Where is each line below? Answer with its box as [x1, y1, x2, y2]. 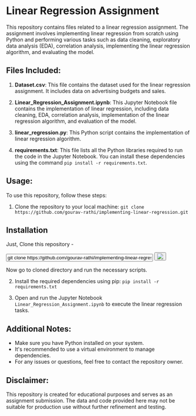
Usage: [6, 176, 33, 186]
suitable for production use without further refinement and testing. [6, 404, 167, 410]
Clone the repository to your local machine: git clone [14, 203, 145, 210]
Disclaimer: [6, 375, 49, 385]
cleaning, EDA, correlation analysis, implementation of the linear [14, 111, 170, 118]
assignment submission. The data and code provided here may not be [6, 397, 175, 404]
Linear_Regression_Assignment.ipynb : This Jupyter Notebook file [14, 99, 177, 106]
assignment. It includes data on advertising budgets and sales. [14, 87, 166, 95]
